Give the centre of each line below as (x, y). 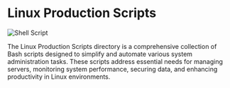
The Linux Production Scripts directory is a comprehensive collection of (112, 46)
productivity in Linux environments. (59, 77)
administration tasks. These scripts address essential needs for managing (115, 61)
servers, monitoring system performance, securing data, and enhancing (113, 69)
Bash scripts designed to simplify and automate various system (100, 54)
